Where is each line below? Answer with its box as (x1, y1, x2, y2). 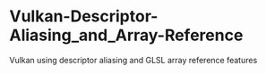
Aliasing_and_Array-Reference (9, 25, 244, 45)
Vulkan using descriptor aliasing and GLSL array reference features (9, 54, 258, 65)
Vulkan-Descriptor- (9, 6, 159, 27)
